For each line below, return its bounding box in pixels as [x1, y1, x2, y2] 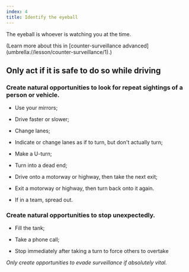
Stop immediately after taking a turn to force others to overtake [14, 248, 169, 255]
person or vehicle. [6, 90, 60, 99]
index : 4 [6, 8, 28, 15]
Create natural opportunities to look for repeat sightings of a [6, 83, 183, 91]
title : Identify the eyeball [6, 14, 78, 20]
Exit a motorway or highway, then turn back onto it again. [14, 185, 155, 192]
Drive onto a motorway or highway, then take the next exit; [14, 173, 158, 181]
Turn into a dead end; [14, 162, 68, 169]
